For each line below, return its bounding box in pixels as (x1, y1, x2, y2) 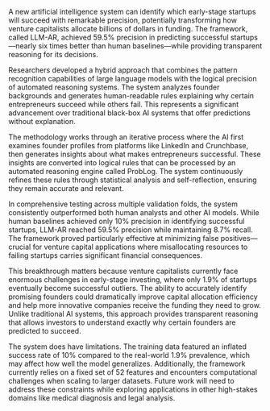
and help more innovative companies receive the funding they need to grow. (8, 301, 262, 309)
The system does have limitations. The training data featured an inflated (8, 342, 247, 351)
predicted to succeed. (8, 326, 82, 335)
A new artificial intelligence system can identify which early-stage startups (8, 7, 256, 16)
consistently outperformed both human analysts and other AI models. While (8, 208, 260, 217)
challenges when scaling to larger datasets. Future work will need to (8, 376, 235, 385)
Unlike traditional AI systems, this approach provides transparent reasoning (8, 309, 259, 318)
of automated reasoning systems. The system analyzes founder (8, 82, 220, 92)
